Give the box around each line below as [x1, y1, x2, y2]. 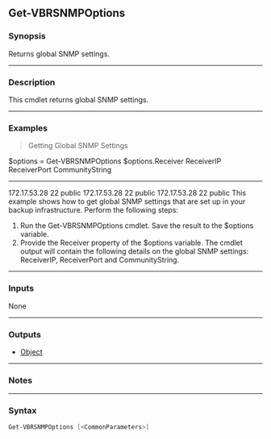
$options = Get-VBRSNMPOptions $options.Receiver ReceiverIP [8, 156, 222, 166]
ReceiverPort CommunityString [8, 165, 112, 175]
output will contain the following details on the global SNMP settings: [19, 246, 249, 256]
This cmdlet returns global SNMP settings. [8, 94, 149, 104]
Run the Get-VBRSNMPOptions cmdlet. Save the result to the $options [19, 221, 254, 230]
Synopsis [8, 31, 46, 42]
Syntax [8, 405, 37, 416]
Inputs [8, 283, 35, 294]
